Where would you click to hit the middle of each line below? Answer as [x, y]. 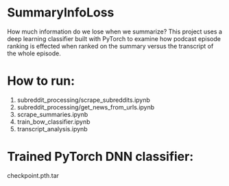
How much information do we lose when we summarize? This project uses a [115, 31]
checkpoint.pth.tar [33, 175]
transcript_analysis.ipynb [52, 129]
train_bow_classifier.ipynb [53, 122]
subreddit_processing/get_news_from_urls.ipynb [86, 107]
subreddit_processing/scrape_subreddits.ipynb [84, 100]
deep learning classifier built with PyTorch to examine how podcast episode [114, 38]
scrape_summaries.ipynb [52, 114]
